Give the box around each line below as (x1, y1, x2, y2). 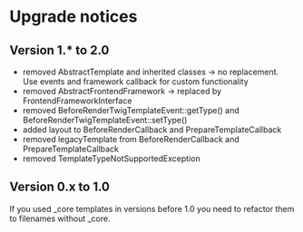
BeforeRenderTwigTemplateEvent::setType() (22, 115, 188, 125)
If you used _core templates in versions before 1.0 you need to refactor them (9, 203, 295, 214)
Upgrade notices (9, 6, 138, 27)
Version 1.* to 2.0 (9, 43, 110, 58)
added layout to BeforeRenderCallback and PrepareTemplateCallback (22, 124, 282, 135)
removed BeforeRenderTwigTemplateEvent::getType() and (22, 105, 240, 115)
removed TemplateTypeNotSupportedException (22, 153, 201, 164)
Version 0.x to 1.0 (9, 179, 111, 195)
